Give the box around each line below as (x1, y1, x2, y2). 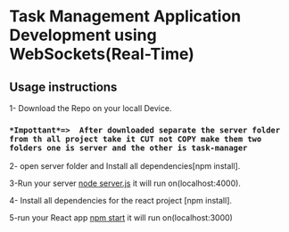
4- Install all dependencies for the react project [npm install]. (9, 196, 233, 206)
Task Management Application (9, 6, 242, 27)
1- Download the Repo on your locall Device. (9, 103, 172, 113)
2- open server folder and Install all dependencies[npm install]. (9, 161, 241, 172)
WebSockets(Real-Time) (9, 44, 194, 64)
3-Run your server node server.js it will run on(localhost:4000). (9, 178, 241, 188)
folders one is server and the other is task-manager (9, 142, 248, 153)
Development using (9, 25, 158, 45)
